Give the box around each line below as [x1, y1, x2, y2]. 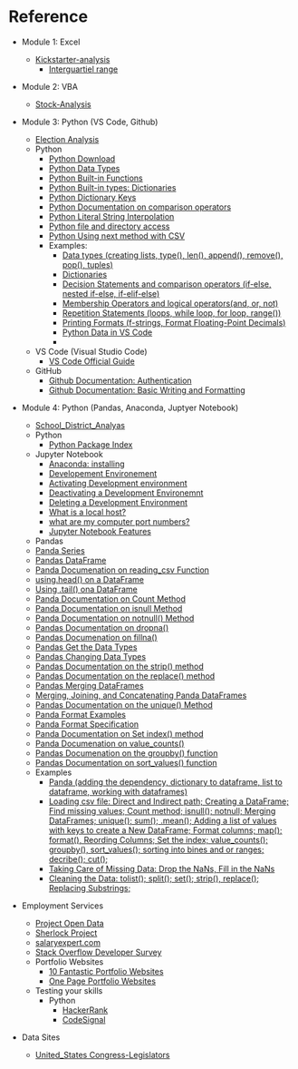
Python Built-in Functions [48, 172, 144, 183]
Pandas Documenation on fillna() [34, 632, 158, 642]
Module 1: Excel [21, 36, 81, 47]
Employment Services [21, 900, 104, 911]
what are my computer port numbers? [48, 515, 191, 527]
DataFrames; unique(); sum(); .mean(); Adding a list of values [48, 815, 277, 826]
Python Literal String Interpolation [48, 211, 175, 221]
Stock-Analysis [34, 98, 91, 110]
